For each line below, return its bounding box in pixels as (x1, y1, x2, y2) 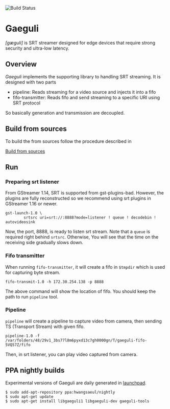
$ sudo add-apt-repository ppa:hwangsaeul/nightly (5, 390, 115, 395)
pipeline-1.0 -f (5, 333, 40, 338)
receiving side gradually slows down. (5, 240, 83, 246)
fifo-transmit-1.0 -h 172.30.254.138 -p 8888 (5, 279, 104, 284)
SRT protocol (12, 100, 41, 106)
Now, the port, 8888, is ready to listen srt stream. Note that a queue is (5, 228, 151, 235)
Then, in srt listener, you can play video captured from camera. (5, 351, 138, 357)
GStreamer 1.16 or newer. (5, 201, 58, 207)
